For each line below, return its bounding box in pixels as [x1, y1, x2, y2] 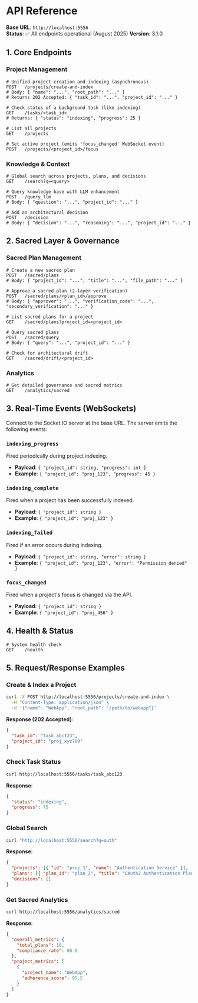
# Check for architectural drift [6, 350, 88, 356]
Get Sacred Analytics [6, 895, 68, 904]
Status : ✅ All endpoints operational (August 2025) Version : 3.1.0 [6, 30, 163, 37]
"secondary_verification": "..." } [6, 303, 94, 309]
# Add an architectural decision [6, 209, 88, 216]
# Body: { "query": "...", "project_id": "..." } [6, 339, 131, 346]
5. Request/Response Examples [6, 663, 126, 673]
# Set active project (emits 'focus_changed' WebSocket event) [6, 141, 165, 147]
